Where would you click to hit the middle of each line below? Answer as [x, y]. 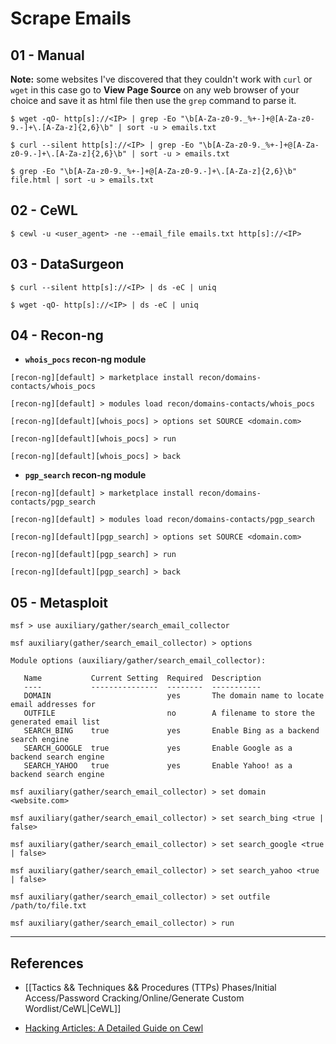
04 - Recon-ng [57, 335]
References [47, 963]
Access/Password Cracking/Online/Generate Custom [134, 998]
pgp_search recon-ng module [85, 475]
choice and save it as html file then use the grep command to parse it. [153, 100]
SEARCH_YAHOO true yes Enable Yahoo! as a [158, 766]
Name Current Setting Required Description [142, 678]
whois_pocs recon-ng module [85, 359]
